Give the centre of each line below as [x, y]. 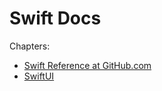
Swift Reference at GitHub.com [87, 65]
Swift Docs [55, 18]
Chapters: [30, 46]
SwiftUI [39, 76]
